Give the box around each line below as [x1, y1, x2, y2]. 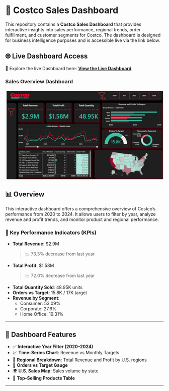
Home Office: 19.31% [20, 311, 64, 317]
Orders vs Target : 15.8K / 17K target [12, 290, 87, 296]
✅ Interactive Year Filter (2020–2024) [12, 344, 94, 350]
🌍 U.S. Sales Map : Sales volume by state [12, 368, 99, 374]
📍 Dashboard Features [5, 330, 76, 339]
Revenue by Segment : [12, 295, 60, 301]
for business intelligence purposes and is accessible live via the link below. [5, 37, 160, 43]
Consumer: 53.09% [20, 300, 61, 306]
